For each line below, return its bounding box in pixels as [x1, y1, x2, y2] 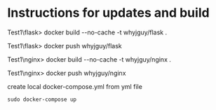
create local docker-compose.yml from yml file [7, 82, 142, 90]
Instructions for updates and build [7, 5, 210, 21]
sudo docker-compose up [7, 96, 77, 103]
